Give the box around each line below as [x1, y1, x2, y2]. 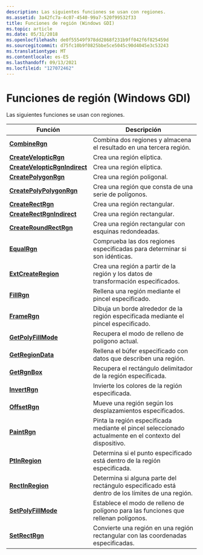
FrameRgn [9, 312, 40, 321]
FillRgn [9, 291, 30, 300]
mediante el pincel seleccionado [92, 424, 185, 433]
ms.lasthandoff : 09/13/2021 [6, 59, 77, 65]
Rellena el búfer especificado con [92, 347, 188, 355]
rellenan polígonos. [92, 514, 147, 522]
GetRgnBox [9, 368, 43, 376]
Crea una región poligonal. [92, 173, 168, 182]
